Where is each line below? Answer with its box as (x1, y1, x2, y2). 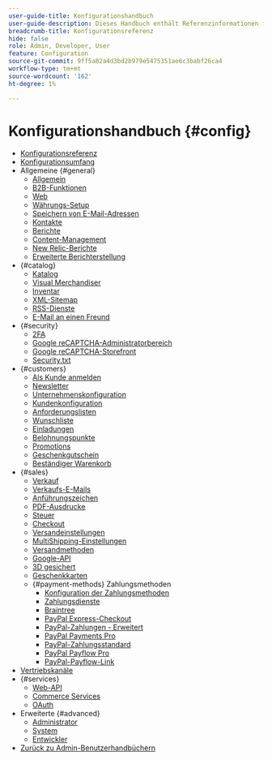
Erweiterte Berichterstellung (32, 252, 125, 262)
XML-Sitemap (32, 295, 79, 305)
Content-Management (32, 234, 107, 244)
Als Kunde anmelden (32, 372, 102, 382)
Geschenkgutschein (32, 450, 100, 460)
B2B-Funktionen (32, 183, 87, 193)
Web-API (32, 683, 62, 693)
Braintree (44, 605, 75, 615)
